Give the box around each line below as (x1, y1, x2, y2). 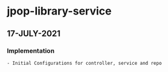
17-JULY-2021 (7, 28, 61, 39)
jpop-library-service (7, 4, 112, 18)
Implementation (7, 47, 55, 55)
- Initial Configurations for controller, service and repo (7, 60, 163, 66)
